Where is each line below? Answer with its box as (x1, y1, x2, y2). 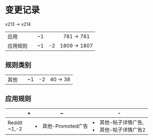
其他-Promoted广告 (42, 122, 88, 129)
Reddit (7, 119, 23, 126)
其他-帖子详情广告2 (99, 126, 146, 133)
